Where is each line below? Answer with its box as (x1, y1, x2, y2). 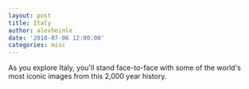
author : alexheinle (8, 26, 73, 34)
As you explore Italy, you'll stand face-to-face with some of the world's (8, 63, 241, 72)
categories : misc (8, 41, 66, 49)
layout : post (8, 11, 52, 20)
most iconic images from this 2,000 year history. (8, 72, 167, 81)
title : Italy (8, 19, 52, 27)
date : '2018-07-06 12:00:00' (8, 33, 105, 42)
